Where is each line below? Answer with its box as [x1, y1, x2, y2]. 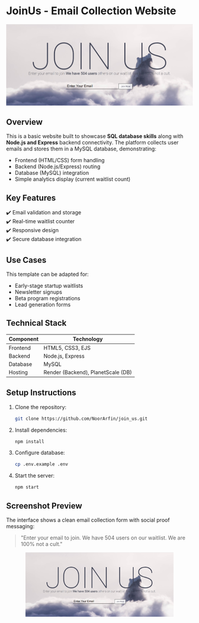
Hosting [8, 369, 28, 376]
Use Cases [6, 255, 47, 265]
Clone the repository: [14, 403, 67, 410]
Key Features [6, 192, 56, 203]
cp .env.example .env [14, 461, 68, 467]
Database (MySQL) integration [14, 169, 89, 176]
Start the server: [14, 472, 55, 479]
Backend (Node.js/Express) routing [14, 163, 101, 170]
